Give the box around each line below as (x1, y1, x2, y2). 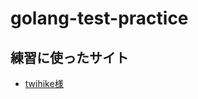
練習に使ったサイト (10, 49, 129, 66)
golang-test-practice (10, 7, 189, 30)
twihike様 (24, 78, 64, 89)
